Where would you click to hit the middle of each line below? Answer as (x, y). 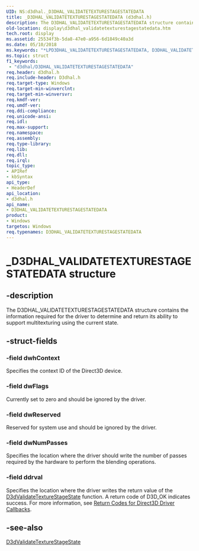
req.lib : (17, 149)
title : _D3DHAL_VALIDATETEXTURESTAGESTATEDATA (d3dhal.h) (79, 17)
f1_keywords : (22, 61)
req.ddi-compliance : (32, 111)
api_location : (24, 193)
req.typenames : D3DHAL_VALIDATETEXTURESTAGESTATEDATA (74, 232)
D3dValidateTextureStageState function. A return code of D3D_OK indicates (98, 496)
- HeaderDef (21, 188)
